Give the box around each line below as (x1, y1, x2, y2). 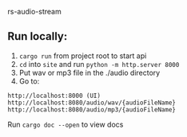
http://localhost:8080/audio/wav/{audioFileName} (7, 99, 177, 107)
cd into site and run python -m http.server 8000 (18, 59, 180, 68)
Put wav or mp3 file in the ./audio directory (18, 68, 161, 77)
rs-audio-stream (7, 7, 62, 16)
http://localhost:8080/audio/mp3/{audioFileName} (7, 105, 177, 114)
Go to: (18, 76, 40, 86)
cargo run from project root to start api (18, 51, 147, 61)
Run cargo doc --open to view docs (7, 119, 124, 129)
